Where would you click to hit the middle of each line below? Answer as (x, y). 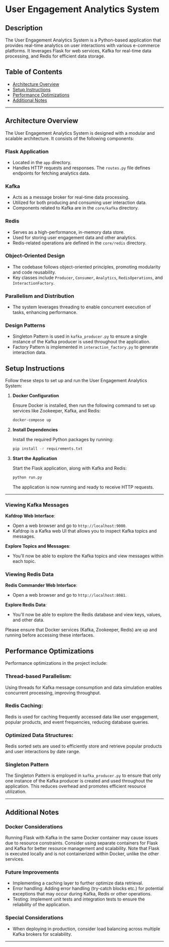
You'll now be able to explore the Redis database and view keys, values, (87, 615)
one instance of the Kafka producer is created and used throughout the (79, 781)
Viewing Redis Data (29, 574)
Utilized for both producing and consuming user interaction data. (79, 202)
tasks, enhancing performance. (45, 312)
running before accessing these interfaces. (50, 635)
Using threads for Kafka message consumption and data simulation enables (84, 687)
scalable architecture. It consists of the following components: (70, 138)
